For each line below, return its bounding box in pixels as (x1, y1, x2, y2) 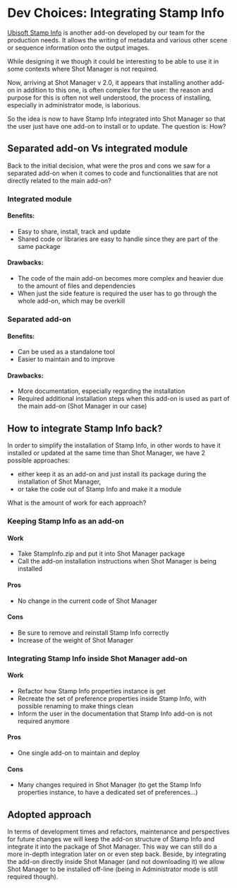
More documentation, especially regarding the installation (17, 387, 186, 395)
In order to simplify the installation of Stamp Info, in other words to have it (7, 441, 221, 450)
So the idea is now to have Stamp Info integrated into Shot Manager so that (7, 115, 226, 123)
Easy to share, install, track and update (17, 227, 130, 235)
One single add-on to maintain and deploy (17, 749, 140, 757)
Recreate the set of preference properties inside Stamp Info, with (17, 694, 207, 703)
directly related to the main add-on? (7, 176, 111, 185)
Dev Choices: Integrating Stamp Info (7, 5, 224, 21)
